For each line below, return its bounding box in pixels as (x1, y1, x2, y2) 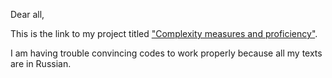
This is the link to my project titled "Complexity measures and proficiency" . (10, 28, 318, 39)
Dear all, (10, 9, 45, 20)
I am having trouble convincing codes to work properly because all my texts (10, 47, 323, 59)
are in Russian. (10, 58, 72, 69)
